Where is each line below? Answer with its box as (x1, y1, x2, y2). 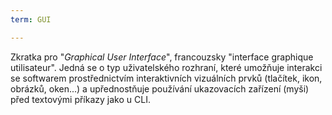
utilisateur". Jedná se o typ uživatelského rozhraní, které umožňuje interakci (10, 61, 323, 73)
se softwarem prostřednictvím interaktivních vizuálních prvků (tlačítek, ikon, (10, 72, 323, 84)
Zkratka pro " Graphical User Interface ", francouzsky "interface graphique (10, 51, 314, 63)
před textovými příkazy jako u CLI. (10, 93, 151, 105)
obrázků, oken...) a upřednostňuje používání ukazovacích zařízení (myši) (10, 82, 310, 95)
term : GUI (10, 14, 52, 25)
